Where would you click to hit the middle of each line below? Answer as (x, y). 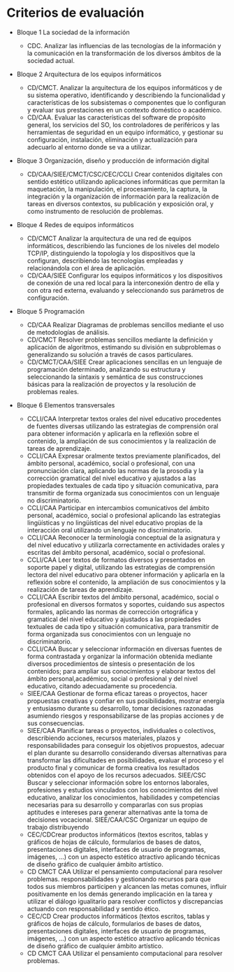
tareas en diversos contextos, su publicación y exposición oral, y (120, 203)
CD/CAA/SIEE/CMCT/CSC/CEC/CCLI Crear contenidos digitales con (125, 174)
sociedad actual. (51, 60)
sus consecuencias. (56, 723)
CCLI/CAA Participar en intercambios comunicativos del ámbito (118, 507)
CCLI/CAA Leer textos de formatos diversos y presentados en (116, 560)
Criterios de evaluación (75, 13)
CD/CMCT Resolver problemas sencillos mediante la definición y (120, 340)
